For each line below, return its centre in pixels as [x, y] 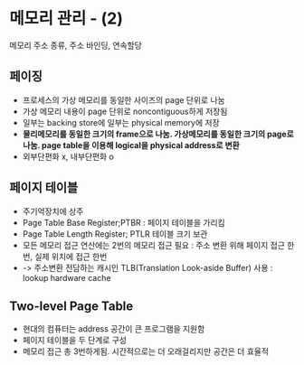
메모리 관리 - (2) [66, 19]
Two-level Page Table [71, 306]
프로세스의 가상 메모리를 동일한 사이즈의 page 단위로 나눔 [123, 99]
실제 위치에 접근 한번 [71, 256]
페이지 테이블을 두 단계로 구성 [74, 341]
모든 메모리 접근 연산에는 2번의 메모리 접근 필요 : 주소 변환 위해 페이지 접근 [153, 245]
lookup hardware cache [66, 277]
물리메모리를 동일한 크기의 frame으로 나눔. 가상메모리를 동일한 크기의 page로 [158, 134]
